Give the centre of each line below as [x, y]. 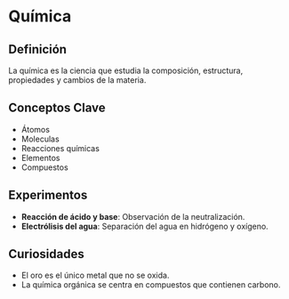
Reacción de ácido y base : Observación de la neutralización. [133, 216]
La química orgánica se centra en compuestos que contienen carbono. [151, 285]
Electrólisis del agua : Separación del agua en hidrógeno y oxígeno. [144, 226]
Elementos [40, 158]
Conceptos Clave [57, 108]
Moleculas [40, 139]
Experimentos [48, 195]
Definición [38, 49]
